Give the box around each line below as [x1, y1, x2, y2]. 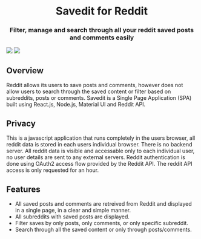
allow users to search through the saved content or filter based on [6, 88, 171, 95]
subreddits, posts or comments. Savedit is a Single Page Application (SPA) [6, 94, 192, 102]
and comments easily [69, 33, 134, 42]
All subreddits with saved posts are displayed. [15, 213, 130, 220]
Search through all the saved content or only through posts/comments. [15, 226, 192, 233]
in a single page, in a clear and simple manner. [15, 206, 131, 214]
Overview [6, 65, 44, 76]
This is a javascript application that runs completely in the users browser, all [6, 134, 196, 142]
